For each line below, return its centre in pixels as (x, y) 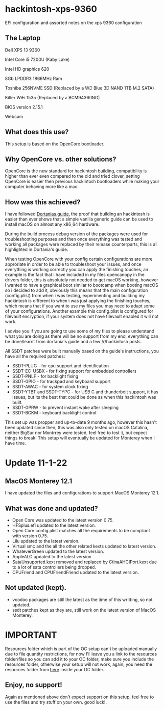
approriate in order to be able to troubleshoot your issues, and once (73, 264)
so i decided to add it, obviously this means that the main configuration (77, 290)
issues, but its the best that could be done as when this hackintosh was (84, 397)
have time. (16, 443)
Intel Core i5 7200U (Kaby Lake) (37, 59)
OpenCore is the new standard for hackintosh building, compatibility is (76, 171)
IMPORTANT (31, 635)
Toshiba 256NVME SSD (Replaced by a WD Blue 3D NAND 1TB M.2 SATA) (80, 88)
